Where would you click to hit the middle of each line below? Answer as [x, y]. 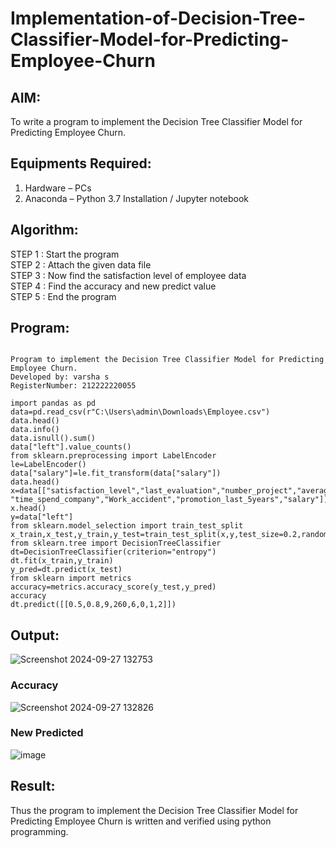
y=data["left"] [42, 517]
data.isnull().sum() [53, 438]
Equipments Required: [81, 163]
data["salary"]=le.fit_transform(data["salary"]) [116, 473]
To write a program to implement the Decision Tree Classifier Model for [156, 121]
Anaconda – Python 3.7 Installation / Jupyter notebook [136, 198]
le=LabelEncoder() [48, 465]
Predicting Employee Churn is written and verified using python [141, 821]
